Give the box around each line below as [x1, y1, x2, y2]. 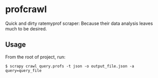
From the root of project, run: [5, 54, 66, 60]
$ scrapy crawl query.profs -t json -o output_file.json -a [5, 63, 135, 69]
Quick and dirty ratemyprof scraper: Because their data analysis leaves [5, 20, 153, 26]
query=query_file [5, 68, 42, 73]
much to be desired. [5, 25, 47, 31]
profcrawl [5, 4, 47, 15]
